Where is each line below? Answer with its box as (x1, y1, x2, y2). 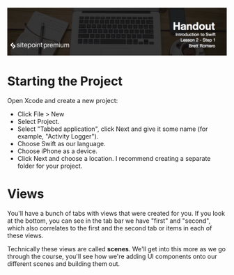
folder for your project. (17, 162, 83, 170)
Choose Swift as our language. (17, 139, 106, 148)
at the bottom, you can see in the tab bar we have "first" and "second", (7, 217, 211, 225)
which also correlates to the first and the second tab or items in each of (7, 223, 212, 232)
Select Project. (17, 117, 60, 125)
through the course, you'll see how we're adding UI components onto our (7, 252, 217, 260)
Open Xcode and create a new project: (7, 96, 118, 104)
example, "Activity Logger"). (17, 132, 99, 140)
